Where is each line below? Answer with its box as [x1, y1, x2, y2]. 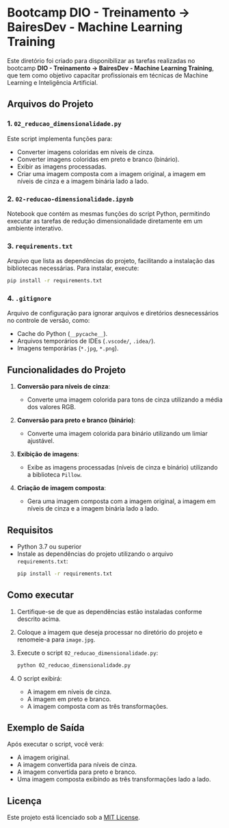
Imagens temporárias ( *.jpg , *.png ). [16, 344, 119, 352]
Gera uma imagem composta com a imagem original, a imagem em [27, 497, 216, 505]
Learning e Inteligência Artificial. [7, 78, 98, 86]
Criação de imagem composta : [16, 484, 106, 492]
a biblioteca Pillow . [27, 471, 82, 479]
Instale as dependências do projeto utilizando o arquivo [16, 550, 174, 558]
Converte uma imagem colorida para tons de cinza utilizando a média [27, 395, 224, 404]
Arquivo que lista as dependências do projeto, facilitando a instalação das [7, 257, 215, 265]
